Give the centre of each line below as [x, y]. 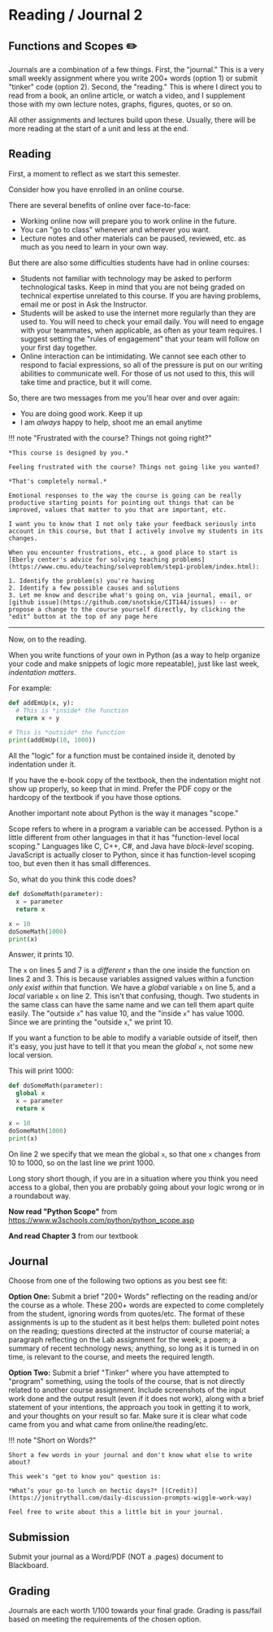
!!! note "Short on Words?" [52, 1440]
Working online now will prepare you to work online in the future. [128, 220]
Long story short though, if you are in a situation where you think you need [133, 1178]
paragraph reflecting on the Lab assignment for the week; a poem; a [123, 1340]
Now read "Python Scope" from [63, 1211]
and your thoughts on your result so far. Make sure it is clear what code [128, 1416]
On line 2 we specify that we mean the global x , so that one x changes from [135, 1154]
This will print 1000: [41, 1071]
